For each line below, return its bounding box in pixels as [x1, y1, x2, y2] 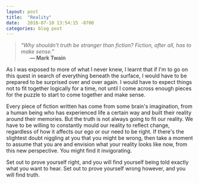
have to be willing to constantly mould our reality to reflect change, [6, 122, 170, 129]
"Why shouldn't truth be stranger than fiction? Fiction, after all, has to [20, 42, 192, 49]
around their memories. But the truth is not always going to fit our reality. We [6, 116, 193, 123]
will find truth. [6, 171, 40, 179]
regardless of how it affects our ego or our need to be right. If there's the [6, 128, 184, 135]
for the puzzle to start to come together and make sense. [6, 91, 146, 98]
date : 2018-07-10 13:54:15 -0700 [6, 20, 94, 26]
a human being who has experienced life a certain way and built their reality [6, 109, 192, 116]
